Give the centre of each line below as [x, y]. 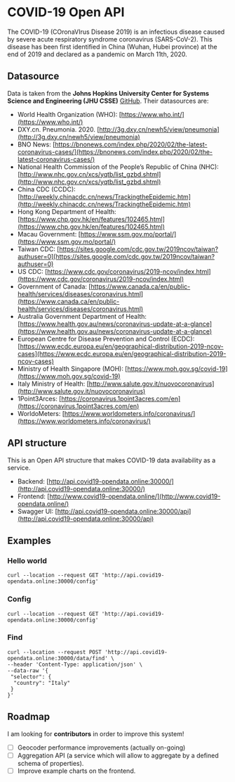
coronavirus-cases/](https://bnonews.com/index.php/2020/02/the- [115, 151]
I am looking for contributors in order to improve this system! [96, 733]
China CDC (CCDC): [46, 189]
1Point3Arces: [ [39, 398]
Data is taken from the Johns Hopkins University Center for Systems [108, 93]
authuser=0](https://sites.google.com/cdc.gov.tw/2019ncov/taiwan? [116, 256]
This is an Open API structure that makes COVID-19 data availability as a [112, 460]
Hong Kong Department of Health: [67, 211]
